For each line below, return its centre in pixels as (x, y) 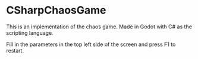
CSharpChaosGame (56, 10)
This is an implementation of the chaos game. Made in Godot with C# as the (99, 27)
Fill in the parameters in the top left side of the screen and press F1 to (91, 44)
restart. (15, 50)
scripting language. (30, 32)
